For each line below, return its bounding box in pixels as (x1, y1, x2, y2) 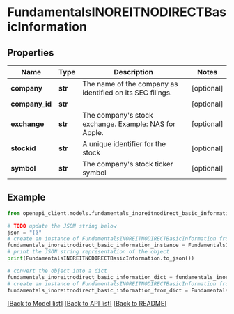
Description (114, 68, 154, 77)
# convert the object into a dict (7, 267, 108, 274)
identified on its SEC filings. (82, 88, 172, 97)
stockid (10, 143, 36, 153)
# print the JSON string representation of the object (7, 249, 170, 256)
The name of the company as (82, 79, 178, 88)
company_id (10, 99, 52, 109)
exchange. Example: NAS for (82, 119, 176, 129)
